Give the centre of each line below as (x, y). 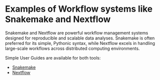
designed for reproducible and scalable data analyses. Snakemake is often (80, 38)
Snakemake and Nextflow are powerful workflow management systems (77, 33)
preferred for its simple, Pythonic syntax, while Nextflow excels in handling (80, 43)
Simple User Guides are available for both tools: (53, 58)
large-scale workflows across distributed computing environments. (72, 48)
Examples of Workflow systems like (79, 9)
